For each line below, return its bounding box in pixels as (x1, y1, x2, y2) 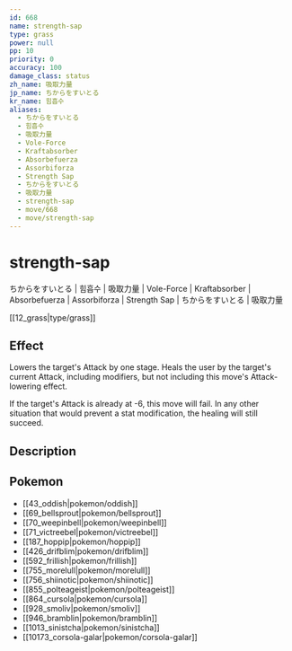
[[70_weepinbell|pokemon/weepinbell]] (22, 517, 168, 528)
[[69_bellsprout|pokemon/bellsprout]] (22, 507, 162, 518)
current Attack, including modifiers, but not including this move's (9, 372, 249, 383)
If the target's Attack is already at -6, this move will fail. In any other (9, 399, 260, 409)
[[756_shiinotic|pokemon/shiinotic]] (22, 574, 154, 585)
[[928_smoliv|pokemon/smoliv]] (22, 603, 141, 613)
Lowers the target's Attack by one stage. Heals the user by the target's (9, 362, 271, 373)
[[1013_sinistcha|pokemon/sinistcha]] (22, 621, 160, 633)
